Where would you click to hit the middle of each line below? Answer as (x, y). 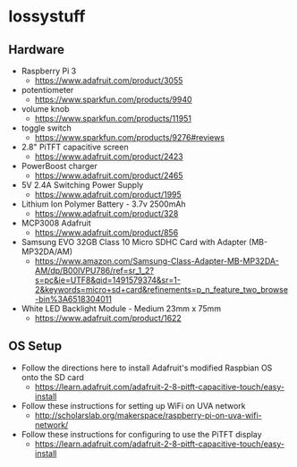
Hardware (36, 50)
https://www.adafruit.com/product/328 (106, 213)
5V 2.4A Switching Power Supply (82, 185)
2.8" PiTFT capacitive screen (75, 147)
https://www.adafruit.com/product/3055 (109, 81)
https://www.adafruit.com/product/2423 (109, 157)
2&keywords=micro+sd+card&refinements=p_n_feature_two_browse (161, 289)
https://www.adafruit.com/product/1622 (108, 318)
